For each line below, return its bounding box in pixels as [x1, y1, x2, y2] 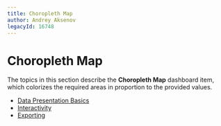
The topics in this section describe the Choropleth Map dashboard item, [7, 75, 215, 84]
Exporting [17, 111, 46, 120]
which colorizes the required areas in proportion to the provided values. [7, 83, 213, 91]
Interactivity [17, 104, 52, 112]
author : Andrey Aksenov [7, 17, 76, 24]
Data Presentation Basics [17, 96, 90, 105]
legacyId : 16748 [7, 23, 54, 30]
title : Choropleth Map [7, 10, 73, 17]
